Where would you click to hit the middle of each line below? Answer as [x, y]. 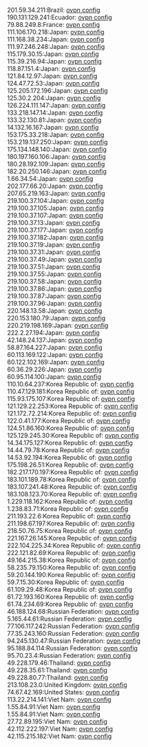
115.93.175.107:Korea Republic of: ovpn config [71, 399]
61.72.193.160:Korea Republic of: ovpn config [71, 597]
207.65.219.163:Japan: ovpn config [56, 193]
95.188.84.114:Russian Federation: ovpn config [72, 648]
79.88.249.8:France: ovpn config [53, 25]
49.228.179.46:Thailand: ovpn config [59, 663]
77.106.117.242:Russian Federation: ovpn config [73, 626]
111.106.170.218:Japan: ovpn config [56, 32]
